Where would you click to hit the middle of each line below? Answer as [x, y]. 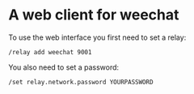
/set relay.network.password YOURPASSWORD [81, 82]
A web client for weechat [94, 15]
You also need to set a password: [64, 67]
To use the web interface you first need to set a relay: [97, 37]
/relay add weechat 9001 [50, 52]
